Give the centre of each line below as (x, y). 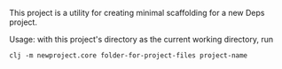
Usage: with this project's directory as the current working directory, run (141, 39)
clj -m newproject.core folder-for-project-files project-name (129, 56)
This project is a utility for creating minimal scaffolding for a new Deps (137, 13)
